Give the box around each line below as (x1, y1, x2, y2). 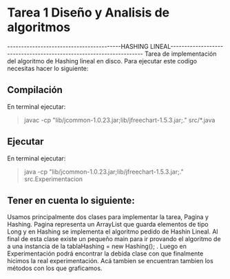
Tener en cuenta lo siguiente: (7, 194, 136, 206)
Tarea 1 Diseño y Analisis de (7, 5, 170, 21)
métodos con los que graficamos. (7, 264, 103, 273)
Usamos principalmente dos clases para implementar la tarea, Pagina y (7, 213, 209, 221)
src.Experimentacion (23, 174, 83, 183)
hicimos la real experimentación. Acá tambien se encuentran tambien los (7, 257, 213, 265)
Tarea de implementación (144, 50, 217, 58)
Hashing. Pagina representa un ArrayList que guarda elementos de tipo (7, 220, 209, 229)
